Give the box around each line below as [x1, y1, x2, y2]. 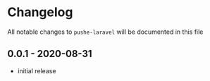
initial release [17, 66, 56, 75]
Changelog [7, 4, 73, 20]
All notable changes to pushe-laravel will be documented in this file [7, 27, 204, 36]
